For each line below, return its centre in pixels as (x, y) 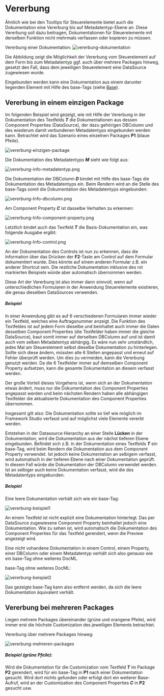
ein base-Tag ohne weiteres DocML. (42, 558)
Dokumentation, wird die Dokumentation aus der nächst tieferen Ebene (77, 438)
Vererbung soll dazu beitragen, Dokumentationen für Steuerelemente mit (79, 32)
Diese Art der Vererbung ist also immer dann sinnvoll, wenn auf (69, 282)
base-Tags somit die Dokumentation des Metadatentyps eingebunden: (76, 189)
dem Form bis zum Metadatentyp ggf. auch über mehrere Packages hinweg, (82, 62)
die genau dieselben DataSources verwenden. (52, 292)
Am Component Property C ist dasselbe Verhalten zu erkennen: (69, 208)
